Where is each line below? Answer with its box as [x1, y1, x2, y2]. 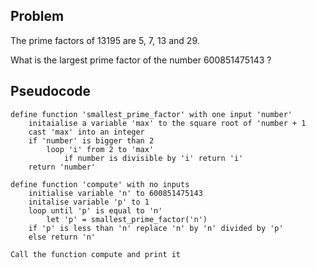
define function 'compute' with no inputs [10, 179, 190, 189]
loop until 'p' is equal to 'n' [28, 205, 163, 216]
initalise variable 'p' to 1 [28, 197, 150, 207]
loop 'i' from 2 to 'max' [46, 144, 155, 154]
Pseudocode [10, 83, 92, 100]
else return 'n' [28, 232, 97, 242]
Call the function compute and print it [10, 249, 182, 259]
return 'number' [28, 162, 97, 172]
